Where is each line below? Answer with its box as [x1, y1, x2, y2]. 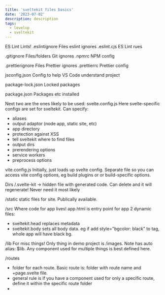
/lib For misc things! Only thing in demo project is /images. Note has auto [5, 240, 153, 246]
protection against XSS [12, 131, 59, 137]
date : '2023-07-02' [5, 12, 45, 17]
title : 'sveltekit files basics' [5, 7, 74, 12]
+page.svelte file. [12, 270, 48, 276]
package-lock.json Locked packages [5, 82, 80, 88]
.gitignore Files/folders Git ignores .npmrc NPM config [5, 53, 115, 59]
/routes [5, 255, 20, 261]
